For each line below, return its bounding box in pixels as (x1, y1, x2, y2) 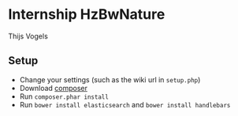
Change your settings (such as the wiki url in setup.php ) (19, 74, 201, 84)
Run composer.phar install (19, 92, 109, 101)
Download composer (19, 83, 88, 92)
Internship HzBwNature (8, 5, 165, 24)
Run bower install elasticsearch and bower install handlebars (19, 100, 231, 109)
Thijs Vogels (8, 31, 49, 41)
